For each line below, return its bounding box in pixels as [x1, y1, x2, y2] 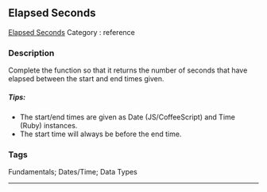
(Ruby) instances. [19, 121, 78, 131]
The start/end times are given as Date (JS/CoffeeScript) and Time [19, 112, 236, 122]
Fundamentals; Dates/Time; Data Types [8, 167, 137, 177]
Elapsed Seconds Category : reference [8, 27, 135, 37]
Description [8, 47, 55, 58]
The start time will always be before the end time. [19, 129, 182, 139]
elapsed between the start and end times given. [8, 74, 164, 84]
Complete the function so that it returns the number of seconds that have [8, 65, 248, 75]
